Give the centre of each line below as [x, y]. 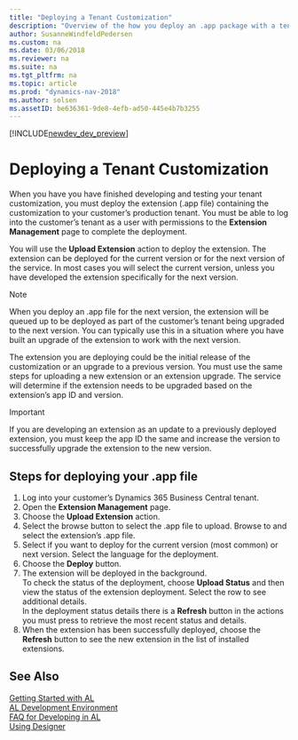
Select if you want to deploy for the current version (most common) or [150, 545]
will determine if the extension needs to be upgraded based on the [131, 386]
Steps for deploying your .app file [103, 476]
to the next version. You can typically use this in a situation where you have [147, 330]
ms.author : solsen [43, 100]
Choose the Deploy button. [71, 564]
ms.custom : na [35, 42]
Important [27, 412]
